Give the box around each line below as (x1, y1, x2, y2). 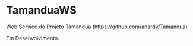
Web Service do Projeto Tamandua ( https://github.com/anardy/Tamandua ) (6, 23, 188, 30)
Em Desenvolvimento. (6, 34, 59, 41)
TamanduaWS (6, 4, 77, 17)
